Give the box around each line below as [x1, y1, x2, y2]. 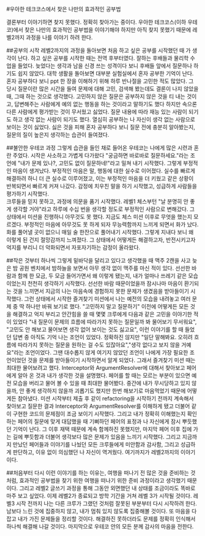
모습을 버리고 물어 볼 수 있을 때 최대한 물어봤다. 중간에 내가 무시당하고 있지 [12, 380, 191, 386]
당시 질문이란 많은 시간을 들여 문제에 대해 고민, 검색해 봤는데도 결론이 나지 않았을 [6, 85, 199, 92]
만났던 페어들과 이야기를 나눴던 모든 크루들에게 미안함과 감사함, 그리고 [12, 441, 179, 448]
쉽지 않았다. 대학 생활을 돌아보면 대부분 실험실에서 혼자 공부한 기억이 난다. [17, 70, 194, 77]
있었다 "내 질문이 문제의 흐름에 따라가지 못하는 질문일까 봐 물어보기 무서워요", [12, 318, 197, 325]
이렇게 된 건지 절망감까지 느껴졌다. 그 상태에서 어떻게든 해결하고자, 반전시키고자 [6, 236, 196, 243]
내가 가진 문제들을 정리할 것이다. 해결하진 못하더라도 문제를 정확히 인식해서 [17, 515, 196, 523]
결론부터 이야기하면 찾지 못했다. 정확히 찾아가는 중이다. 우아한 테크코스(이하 [6, 18, 187, 26]
